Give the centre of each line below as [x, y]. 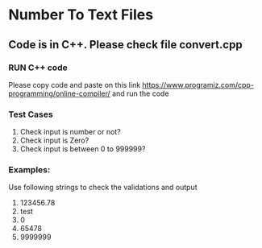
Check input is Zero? [54, 141]
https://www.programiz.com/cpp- [198, 85]
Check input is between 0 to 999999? [83, 149]
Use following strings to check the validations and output [103, 188]
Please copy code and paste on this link [75, 85]
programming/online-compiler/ [59, 93]
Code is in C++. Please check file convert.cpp [126, 45]
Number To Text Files [81, 15]
